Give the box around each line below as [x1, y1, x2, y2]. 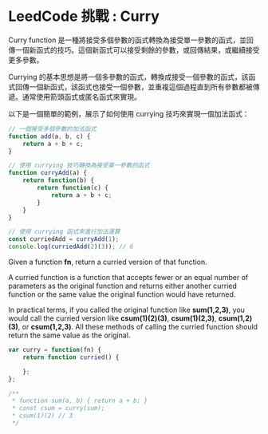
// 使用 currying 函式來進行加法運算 [8, 228, 120, 236]
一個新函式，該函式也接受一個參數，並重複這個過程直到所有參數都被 [29, 81, 253, 92]
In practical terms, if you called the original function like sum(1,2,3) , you [8, 305, 246, 315]
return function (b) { [22, 176, 94, 184]
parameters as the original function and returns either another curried [8, 281, 238, 291]
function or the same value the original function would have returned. [8, 290, 236, 299]
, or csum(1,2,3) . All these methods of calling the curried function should [18, 322, 258, 332]
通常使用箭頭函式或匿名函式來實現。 [22, 92, 141, 101]
